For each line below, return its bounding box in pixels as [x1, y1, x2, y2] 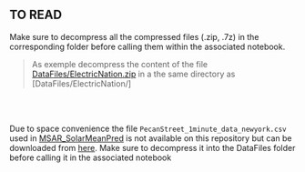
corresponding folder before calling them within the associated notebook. [9, 41, 286, 52]
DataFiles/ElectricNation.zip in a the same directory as [31, 68, 236, 79]
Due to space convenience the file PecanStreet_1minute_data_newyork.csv [9, 123, 287, 134]
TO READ [9, 7, 62, 23]
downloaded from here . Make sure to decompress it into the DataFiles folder [9, 142, 296, 153]
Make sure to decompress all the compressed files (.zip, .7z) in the [9, 31, 259, 42]
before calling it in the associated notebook [9, 152, 172, 163]
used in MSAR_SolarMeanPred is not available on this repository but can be [9, 132, 292, 144]
